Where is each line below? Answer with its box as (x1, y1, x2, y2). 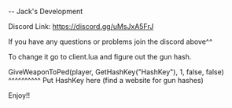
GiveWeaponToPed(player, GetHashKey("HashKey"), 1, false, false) (8, 67, 224, 77)
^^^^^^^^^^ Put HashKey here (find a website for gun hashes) (8, 76, 204, 85)
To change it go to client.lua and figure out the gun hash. (8, 52, 192, 61)
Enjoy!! (8, 91, 31, 100)
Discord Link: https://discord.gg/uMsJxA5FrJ (8, 22, 154, 31)
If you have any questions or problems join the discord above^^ (8, 37, 213, 46)
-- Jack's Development (8, 7, 83, 16)
